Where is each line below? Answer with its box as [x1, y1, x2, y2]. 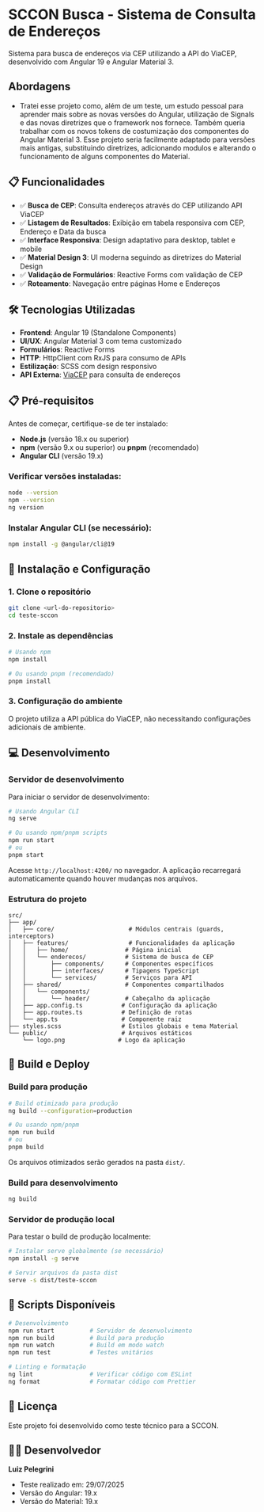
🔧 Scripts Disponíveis [8, 1298, 116, 1312]
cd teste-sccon [8, 611, 58, 619]
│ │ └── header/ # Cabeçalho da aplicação [8, 995, 211, 1003]
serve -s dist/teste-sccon [8, 1277, 97, 1285]
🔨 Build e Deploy [8, 1057, 90, 1071]
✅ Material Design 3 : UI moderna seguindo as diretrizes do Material [19, 252, 242, 262]
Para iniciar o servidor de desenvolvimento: [8, 792, 150, 802]
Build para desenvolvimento [8, 1177, 119, 1188]
